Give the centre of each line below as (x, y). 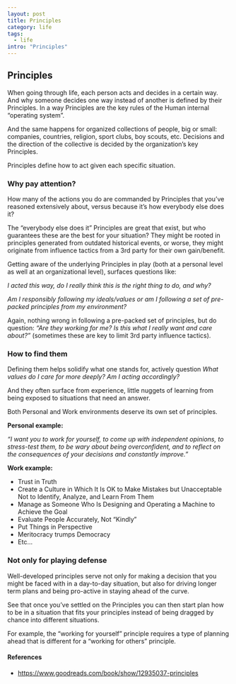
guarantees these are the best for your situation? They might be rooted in (114, 235)
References (25, 657)
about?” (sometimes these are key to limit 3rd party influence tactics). (109, 336)
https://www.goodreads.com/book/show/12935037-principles (108, 673)
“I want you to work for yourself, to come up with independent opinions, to (116, 439)
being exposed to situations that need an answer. (79, 398)
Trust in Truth (37, 482)
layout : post (26, 14)
